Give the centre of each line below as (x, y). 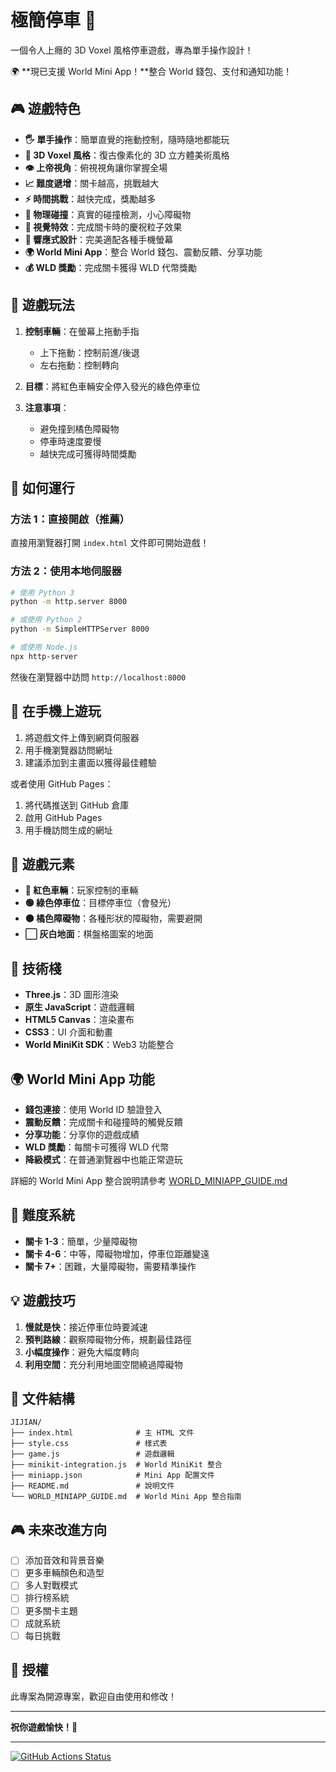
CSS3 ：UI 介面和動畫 (68, 1032)
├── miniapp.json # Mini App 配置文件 (112, 1476)
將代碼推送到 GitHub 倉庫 (77, 805)
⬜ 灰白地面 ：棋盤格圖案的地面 (89, 934)
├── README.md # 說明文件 (92, 1486)
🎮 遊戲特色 (45, 109)
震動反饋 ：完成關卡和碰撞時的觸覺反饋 (103, 1122)
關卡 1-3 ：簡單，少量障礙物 (81, 1241)
